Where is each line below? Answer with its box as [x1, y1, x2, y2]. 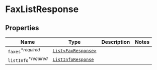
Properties [5, 24, 39, 32]
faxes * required [8, 47, 40, 55]
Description [101, 39, 130, 45]
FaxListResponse [5, 4, 79, 15]
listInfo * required [8, 56, 48, 63]
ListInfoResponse [52, 57, 94, 62]
